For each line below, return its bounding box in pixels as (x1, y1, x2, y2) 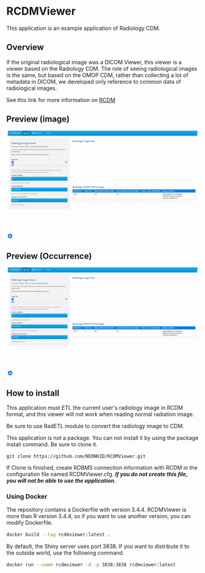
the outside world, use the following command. (6, 549, 124, 557)
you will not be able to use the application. (6, 477, 117, 484)
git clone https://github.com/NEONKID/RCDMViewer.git (6, 453, 146, 459)
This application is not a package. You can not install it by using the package (6, 434, 199, 441)
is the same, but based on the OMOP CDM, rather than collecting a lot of (6, 71, 189, 79)
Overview (6, 42, 45, 53)
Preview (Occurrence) (6, 250, 92, 261)
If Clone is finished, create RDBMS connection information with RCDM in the (6, 464, 198, 471)
